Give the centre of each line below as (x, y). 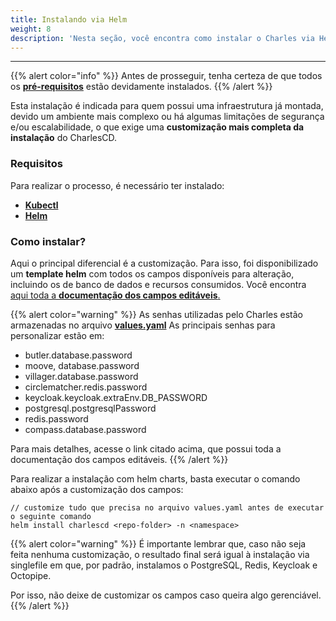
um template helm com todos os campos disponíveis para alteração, (152, 273)
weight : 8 (31, 29)
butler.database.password (78, 355)
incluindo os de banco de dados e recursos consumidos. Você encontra (158, 284)
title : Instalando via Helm (69, 19)
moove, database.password (82, 365)
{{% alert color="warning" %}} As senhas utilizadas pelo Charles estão (156, 314)
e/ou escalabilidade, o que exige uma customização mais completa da (157, 127)
